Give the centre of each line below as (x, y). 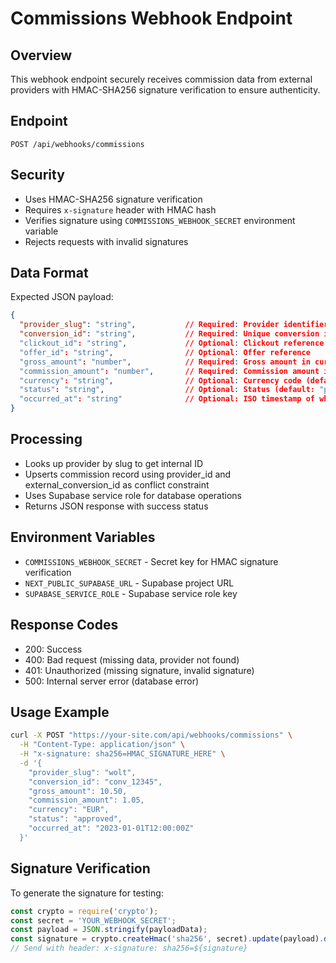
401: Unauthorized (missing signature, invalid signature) (139, 670)
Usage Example (60, 712)
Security (37, 175)
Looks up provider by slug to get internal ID (114, 463)
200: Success (53, 649)
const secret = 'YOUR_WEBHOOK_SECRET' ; (93, 920)
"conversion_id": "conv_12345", (95, 782)
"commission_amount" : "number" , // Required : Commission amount (169, 371)
